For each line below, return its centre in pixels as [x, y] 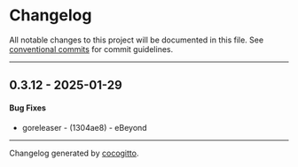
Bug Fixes [28, 108]
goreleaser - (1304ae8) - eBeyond [85, 127]
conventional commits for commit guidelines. [91, 49]
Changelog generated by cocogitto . [74, 153]
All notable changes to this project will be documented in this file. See [137, 40]
